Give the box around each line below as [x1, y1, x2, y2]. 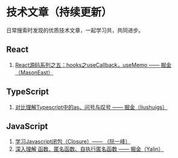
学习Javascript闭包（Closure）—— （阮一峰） [14, 138, 131, 145]
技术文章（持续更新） [6, 5, 113, 19]
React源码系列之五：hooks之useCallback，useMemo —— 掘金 [14, 61, 172, 68]
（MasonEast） [14, 69, 54, 76]
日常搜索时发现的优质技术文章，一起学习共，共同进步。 [6, 27, 144, 34]
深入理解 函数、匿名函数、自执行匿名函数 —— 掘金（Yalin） [14, 145, 164, 153]
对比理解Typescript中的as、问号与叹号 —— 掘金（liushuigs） [14, 103, 168, 110]
